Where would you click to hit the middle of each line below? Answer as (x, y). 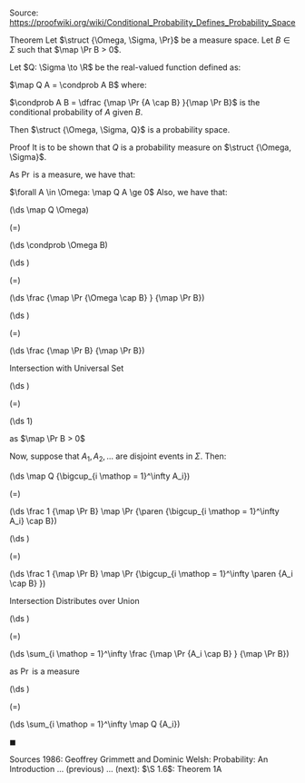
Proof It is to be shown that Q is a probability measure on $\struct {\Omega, (151, 147)
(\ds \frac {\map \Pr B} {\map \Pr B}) (77, 351)
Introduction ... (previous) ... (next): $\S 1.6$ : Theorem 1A (116, 768)
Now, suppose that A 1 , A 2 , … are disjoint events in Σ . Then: (118, 457)
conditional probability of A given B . (76, 113)
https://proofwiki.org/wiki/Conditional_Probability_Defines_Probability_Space (152, 23)
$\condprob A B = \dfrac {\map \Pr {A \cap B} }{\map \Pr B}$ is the (135, 103)
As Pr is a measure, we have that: (73, 174)
